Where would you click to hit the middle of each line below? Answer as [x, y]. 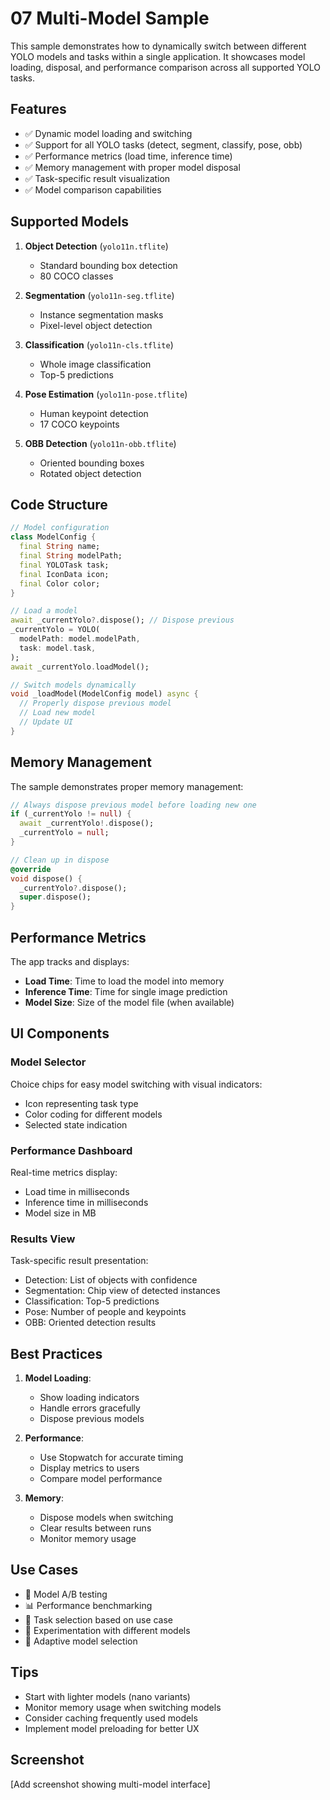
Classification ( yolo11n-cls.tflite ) [99, 344]
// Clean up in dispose [60, 860]
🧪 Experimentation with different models [107, 1630]
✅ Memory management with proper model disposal [132, 167]
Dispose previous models [92, 1419]
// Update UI [46, 722]
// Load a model [44, 611]
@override [31, 869]
